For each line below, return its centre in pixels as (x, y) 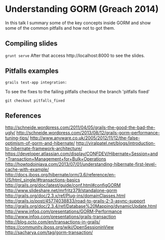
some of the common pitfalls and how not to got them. (60, 28)
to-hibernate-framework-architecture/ (44, 149)
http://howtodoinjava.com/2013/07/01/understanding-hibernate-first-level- (81, 164)
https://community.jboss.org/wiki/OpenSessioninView (60, 227)
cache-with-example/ (27, 169)
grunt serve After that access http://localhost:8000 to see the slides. (75, 55)
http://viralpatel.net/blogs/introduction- (116, 143)
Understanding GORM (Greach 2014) (82, 9)
